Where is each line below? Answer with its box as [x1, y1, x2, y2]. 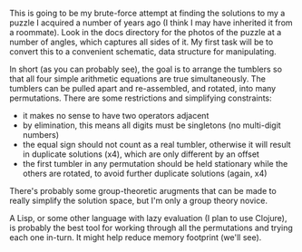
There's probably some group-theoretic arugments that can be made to [9, 186, 277, 196]
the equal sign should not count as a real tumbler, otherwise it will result [22, 140, 292, 150]
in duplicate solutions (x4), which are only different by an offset [22, 149, 260, 160]
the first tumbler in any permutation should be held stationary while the [22, 159, 288, 169]
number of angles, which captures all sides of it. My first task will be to [9, 36, 274, 47]
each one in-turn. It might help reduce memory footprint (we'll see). [9, 232, 262, 243]
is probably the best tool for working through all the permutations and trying [9, 222, 293, 233]
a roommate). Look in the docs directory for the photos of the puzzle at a [9, 27, 282, 37]
